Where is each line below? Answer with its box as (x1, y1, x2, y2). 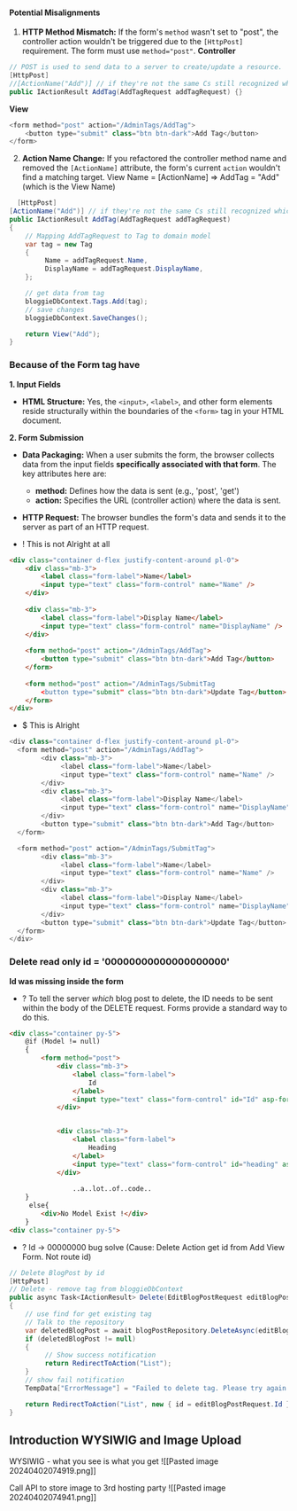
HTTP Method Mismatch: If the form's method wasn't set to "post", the (21, 27, 279, 37)
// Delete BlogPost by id (9, 1268, 104, 1277)
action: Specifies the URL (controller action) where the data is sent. (34, 495, 281, 505)
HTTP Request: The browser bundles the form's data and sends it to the (21, 512, 286, 522)
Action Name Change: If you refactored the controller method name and (21, 153, 287, 164)
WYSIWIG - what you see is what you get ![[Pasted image (9, 1456, 219, 1467)
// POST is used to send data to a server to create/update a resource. (9, 63, 283, 72)
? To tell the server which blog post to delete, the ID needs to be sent (21, 993, 274, 1004)
